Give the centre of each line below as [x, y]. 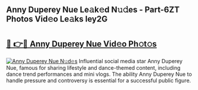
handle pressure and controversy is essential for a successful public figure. [99, 80]
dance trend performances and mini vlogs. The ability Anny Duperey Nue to [99, 74]
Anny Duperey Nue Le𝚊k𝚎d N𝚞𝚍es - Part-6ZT [93, 10]
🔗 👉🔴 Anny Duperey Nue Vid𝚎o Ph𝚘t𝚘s [81, 44]
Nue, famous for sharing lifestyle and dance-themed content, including [93, 68]
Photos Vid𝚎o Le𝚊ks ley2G [57, 19]
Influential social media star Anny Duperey [131, 61]
